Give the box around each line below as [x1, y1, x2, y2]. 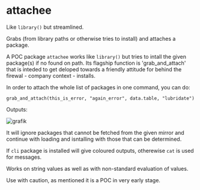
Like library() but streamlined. [6, 23, 84, 31]
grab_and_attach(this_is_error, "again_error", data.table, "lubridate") [6, 95, 195, 101]
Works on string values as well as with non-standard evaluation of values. [6, 165, 189, 172]
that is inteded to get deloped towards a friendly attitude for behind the [6, 65, 182, 73]
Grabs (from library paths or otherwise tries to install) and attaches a [6, 35, 176, 42]
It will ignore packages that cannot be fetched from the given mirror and [6, 129, 184, 136]
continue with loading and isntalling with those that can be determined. [6, 135, 182, 143]
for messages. [6, 153, 42, 161]
